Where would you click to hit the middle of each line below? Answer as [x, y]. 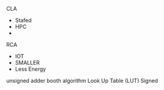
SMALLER [27, 63]
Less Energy [30, 69]
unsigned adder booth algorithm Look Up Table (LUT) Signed [82, 81]
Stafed [23, 20]
